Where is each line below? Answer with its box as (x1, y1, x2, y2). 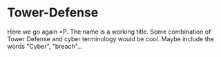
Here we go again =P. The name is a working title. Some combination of (7, 27, 211, 36)
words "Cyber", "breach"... (7, 42, 83, 50)
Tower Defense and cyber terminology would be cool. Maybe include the (7, 34, 214, 43)
